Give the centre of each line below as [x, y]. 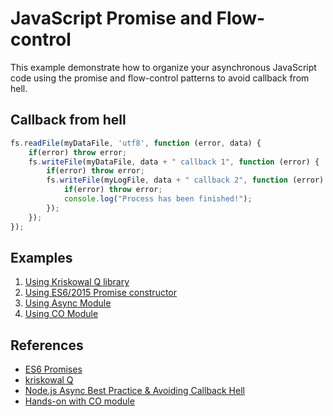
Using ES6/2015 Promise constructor [101, 293]
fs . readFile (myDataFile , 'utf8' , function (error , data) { [136, 143]
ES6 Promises [53, 369]
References [47, 345]
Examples [41, 257]
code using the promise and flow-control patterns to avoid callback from [160, 78]
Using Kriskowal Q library [77, 282]
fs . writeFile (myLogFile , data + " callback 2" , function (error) [185, 180]
